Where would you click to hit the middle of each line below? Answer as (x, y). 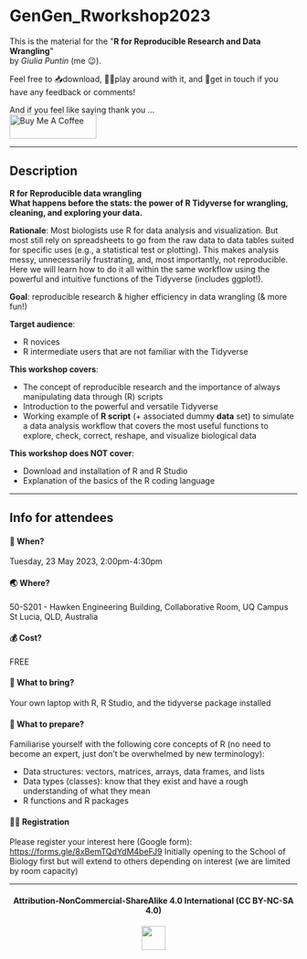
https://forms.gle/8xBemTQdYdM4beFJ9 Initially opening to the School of (148, 852)
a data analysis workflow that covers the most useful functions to (146, 425)
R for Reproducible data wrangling (76, 193)
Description (43, 171)
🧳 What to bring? (42, 683)
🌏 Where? (30, 582)
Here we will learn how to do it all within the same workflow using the (140, 269)
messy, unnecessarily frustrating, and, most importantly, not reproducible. (149, 259)
